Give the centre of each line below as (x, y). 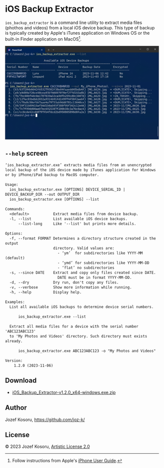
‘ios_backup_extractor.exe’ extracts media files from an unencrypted (78, 165)
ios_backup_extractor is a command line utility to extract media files (74, 22)
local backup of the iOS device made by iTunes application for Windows (81, 170)
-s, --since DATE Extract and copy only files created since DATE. (83, 273)
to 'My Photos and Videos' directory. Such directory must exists (78, 336)
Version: (14, 361)
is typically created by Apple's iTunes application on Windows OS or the (77, 33)
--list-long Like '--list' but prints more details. (77, 224)
